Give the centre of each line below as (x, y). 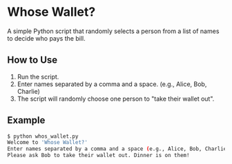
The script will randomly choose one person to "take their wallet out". (116, 99)
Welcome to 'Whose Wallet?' (48, 143)
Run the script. (38, 76)
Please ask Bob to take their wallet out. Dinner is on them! (98, 156)
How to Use (32, 60)
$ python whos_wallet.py (43, 136)
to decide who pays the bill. (46, 38)
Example (26, 120)
